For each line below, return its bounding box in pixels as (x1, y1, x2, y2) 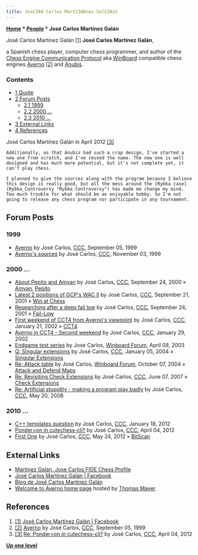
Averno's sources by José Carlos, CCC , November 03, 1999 (14, 250, 161, 257)
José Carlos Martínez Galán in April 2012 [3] (6, 138, 114, 145)
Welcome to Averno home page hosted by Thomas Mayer (14, 485, 156, 492)
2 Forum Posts (14, 95, 50, 102)
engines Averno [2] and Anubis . (6, 61, 84, 68)
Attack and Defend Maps (14, 366, 76, 374)
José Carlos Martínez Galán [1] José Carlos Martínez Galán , (6, 36, 154, 43)
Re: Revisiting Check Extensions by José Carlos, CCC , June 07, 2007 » (14, 373, 188, 380)
